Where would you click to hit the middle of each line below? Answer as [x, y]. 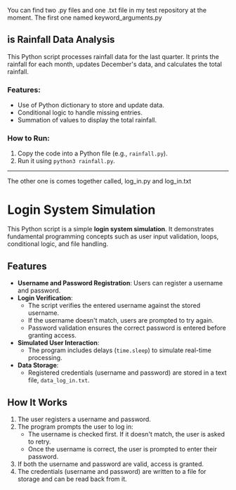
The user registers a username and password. [84, 419]
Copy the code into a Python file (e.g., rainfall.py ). [92, 153]
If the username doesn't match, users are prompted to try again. [121, 321]
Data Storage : [38, 366]
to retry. [39, 441]
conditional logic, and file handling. [58, 244]
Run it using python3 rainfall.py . [66, 161]
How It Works [38, 402]
